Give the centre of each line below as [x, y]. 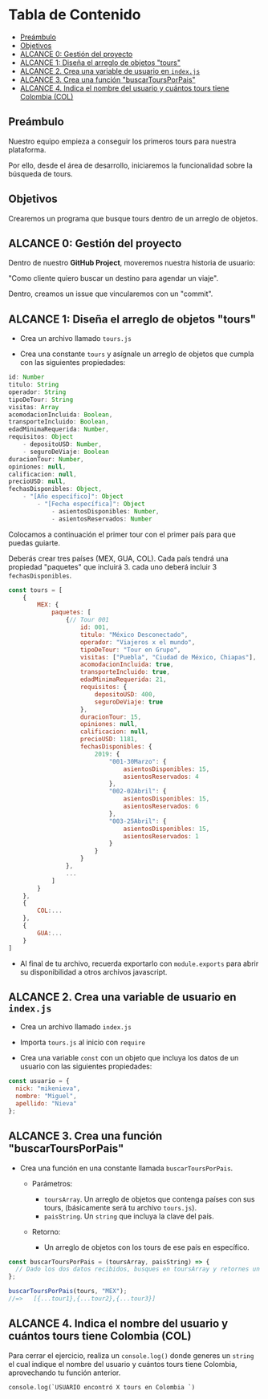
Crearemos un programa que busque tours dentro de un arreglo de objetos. [133, 218]
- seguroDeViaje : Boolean [66, 452]
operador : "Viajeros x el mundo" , [138, 642]
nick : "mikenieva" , [48, 1089]
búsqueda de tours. [41, 173]
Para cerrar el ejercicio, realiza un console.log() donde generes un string [131, 1355]
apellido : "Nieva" [47, 1104]
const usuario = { [39, 1081]
